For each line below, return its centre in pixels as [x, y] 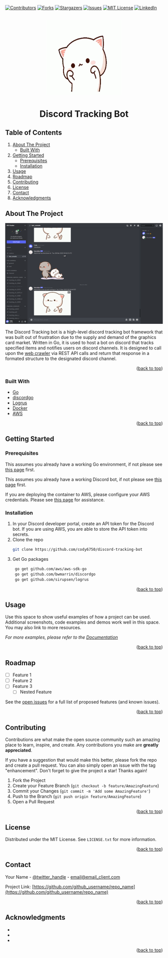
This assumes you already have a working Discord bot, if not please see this [84, 479]
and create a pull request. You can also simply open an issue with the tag [80, 765]
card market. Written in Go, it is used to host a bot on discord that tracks [79, 342]
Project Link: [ [19, 887]
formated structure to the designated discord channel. [61, 358]
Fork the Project [29, 780]
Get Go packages [30, 559]
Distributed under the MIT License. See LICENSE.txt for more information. [81, 839]
